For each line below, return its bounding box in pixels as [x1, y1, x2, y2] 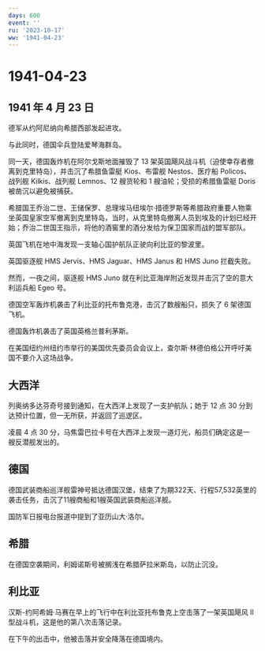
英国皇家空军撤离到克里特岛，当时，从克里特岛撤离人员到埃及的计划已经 [14, 213, 250, 223]
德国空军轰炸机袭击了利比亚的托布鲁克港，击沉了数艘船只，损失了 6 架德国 [8, 300, 252, 309]
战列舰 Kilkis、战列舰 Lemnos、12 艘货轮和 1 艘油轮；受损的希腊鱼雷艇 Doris [8, 177, 256, 186]
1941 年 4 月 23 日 [8, 100, 95, 114]
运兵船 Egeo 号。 [14, 283, 71, 293]
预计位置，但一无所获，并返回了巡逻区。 [14, 411, 147, 421]
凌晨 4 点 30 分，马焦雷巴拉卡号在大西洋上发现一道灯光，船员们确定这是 [8, 428, 244, 437]
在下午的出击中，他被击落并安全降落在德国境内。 [8, 634, 167, 643]
